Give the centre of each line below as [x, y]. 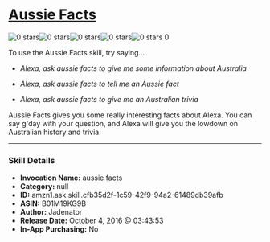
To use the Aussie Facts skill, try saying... [77, 52]
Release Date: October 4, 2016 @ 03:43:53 [92, 221]
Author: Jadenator [51, 212]
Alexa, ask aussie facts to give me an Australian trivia [109, 99]
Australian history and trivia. [55, 132]
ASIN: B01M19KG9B [53, 203]
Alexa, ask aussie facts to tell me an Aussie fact [99, 84]
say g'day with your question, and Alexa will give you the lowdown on [123, 123]
